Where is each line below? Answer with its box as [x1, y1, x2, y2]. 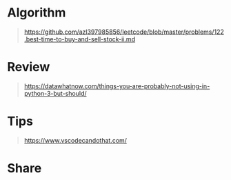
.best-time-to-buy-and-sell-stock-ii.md [23, 34, 136, 43]
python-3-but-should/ [23, 89, 88, 97]
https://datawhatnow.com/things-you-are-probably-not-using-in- [23, 81, 210, 90]
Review [7, 59, 50, 75]
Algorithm [7, 5, 66, 21]
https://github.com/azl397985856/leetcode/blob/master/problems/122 [23, 28, 224, 36]
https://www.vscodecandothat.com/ [23, 136, 128, 144]
